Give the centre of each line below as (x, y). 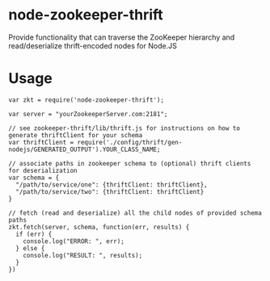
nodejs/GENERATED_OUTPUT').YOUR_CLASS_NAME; (84, 149)
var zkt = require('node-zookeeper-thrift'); (86, 100)
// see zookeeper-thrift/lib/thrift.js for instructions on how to (124, 128)
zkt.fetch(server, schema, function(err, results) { (99, 227)
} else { (30, 248)
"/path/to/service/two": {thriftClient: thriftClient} (110, 191)
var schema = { (34, 178)
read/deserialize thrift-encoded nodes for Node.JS (93, 45)
